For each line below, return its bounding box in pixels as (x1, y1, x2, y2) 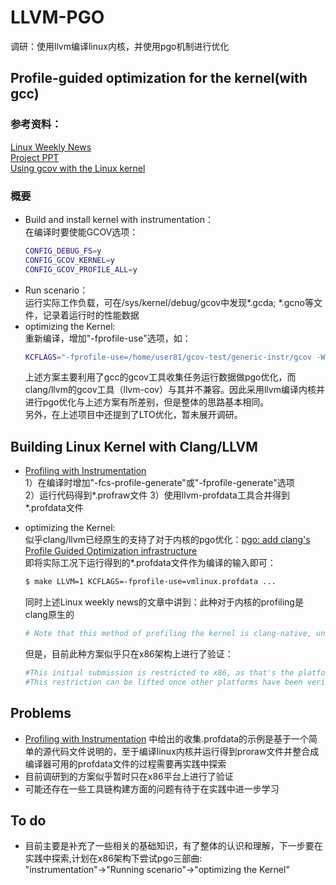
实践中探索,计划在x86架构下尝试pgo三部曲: (24, 852, 203, 865)
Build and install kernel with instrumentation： (24, 213, 214, 225)
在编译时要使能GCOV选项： (24, 226, 139, 238)
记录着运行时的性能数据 (42, 309, 140, 321)
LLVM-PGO (10, 6, 105, 29)
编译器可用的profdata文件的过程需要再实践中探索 (24, 757, 227, 770)
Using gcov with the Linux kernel (10, 162, 146, 174)
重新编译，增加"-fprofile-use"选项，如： (24, 332, 192, 344)
